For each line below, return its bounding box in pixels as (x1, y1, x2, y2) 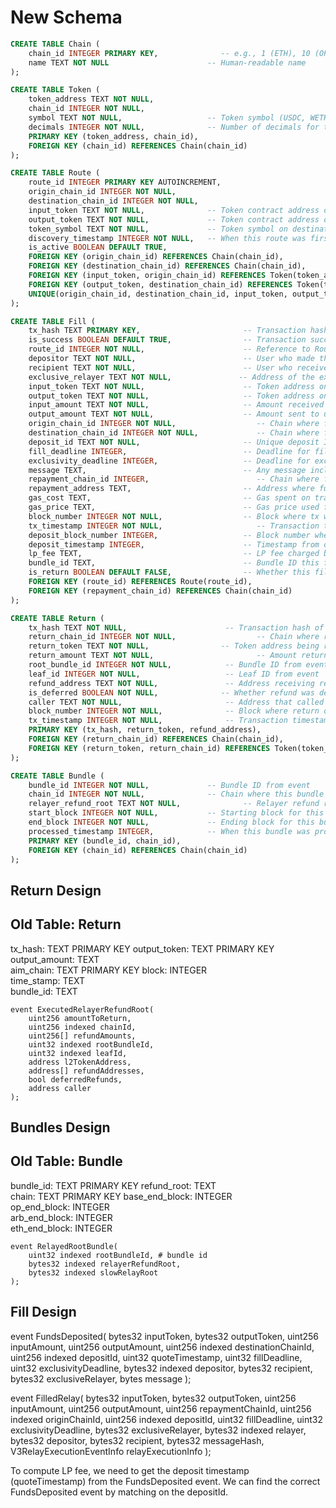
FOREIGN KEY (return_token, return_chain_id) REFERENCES (28, 743, 271, 753)
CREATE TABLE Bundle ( (10, 771, 105, 781)
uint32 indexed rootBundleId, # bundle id (28, 1250, 208, 1260)
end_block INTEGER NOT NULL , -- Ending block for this (28, 817, 315, 828)
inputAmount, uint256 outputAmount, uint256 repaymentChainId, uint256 (10, 1402, 312, 1415)
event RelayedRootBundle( (10, 1241, 118, 1251)
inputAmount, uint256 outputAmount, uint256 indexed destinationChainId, (10, 1341, 315, 1353)
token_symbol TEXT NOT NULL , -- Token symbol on (28, 224, 288, 234)
